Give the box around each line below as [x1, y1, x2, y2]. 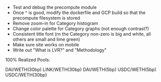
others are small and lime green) [12, 36, 80, 42]
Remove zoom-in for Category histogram [12, 20, 98, 26]
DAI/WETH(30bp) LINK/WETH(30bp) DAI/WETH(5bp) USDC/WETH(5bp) [5, 66, 157, 72]
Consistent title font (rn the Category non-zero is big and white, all [12, 31, 151, 37]
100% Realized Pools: [5, 57, 51, 62]
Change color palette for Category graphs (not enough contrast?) [12, 26, 149, 32]
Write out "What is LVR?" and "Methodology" [12, 47, 107, 53]
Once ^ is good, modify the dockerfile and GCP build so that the [12, 10, 146, 16]
